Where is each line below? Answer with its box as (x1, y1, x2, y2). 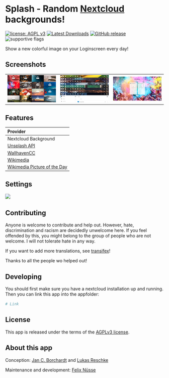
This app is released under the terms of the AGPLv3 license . (5, 329, 130, 335)
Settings (5, 180, 33, 188)
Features (5, 114, 34, 122)
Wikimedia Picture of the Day (7, 164, 68, 170)
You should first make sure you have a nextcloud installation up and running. (5, 286, 163, 292)
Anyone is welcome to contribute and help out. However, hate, (5, 222, 134, 228)
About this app (5, 344, 53, 352)
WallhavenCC (7, 150, 36, 156)
